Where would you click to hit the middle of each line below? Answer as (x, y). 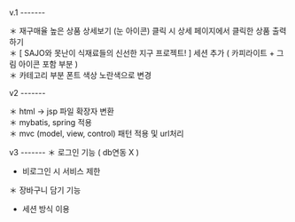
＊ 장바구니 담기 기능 (45, 190)
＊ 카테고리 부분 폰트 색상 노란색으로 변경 (81, 75)
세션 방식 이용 (46, 209)
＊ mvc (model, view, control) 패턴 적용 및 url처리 (97, 133)
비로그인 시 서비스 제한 (61, 170)
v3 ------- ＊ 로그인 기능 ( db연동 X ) (74, 152)
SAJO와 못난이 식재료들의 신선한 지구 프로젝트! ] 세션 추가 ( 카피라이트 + (149, 52)
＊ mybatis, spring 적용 (51, 122)
